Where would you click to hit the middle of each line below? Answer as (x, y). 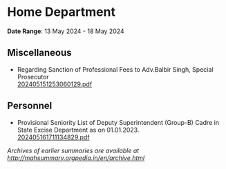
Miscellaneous (39, 53)
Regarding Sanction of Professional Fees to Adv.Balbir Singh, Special (115, 69)
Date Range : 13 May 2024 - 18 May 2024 (66, 31)
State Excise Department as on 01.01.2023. (78, 130)
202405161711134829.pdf (53, 137)
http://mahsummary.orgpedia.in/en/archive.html (76, 158)
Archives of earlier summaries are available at (73, 150)
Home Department (62, 12)
